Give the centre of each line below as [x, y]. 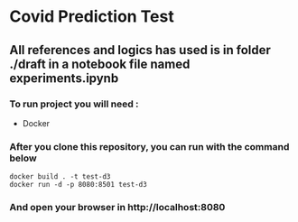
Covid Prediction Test [92, 17]
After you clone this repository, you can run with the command [149, 146]
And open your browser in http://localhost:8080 [117, 208]
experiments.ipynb [64, 78]
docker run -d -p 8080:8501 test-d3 [78, 185]
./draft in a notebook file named [100, 64]
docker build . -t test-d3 [60, 177]
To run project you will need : [74, 104]
